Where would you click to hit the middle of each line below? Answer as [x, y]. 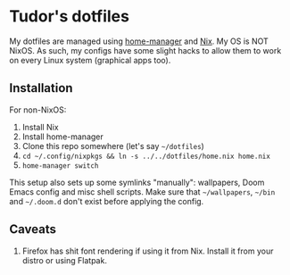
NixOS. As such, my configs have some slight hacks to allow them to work [145, 50]
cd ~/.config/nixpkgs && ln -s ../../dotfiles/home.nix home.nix [146, 156]
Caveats [33, 229]
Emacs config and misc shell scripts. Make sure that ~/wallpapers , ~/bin [142, 192]
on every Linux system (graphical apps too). [90, 60]
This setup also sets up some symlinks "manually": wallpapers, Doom [137, 182]
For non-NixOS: [38, 110]
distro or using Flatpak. [64, 260]
